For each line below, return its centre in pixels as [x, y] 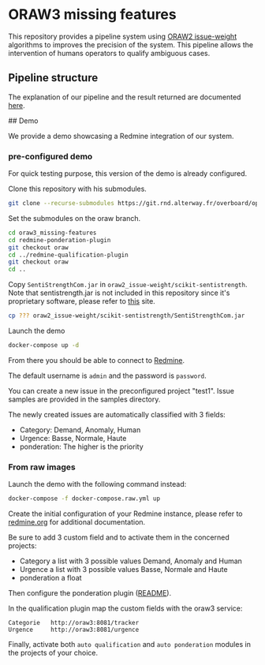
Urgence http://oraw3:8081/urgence [74, 630]
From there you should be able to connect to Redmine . [97, 360]
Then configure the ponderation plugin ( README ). [90, 593]
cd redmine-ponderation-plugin [60, 240]
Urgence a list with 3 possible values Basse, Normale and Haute [123, 570]
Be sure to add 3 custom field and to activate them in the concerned [119, 537]
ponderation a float [50, 578]
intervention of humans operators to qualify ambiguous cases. [109, 53]
